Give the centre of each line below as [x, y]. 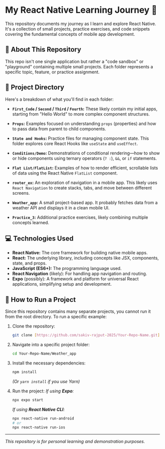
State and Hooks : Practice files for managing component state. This [81, 138]
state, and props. [29, 263]
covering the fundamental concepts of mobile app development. [70, 34]
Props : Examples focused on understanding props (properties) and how [84, 123]
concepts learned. [31, 222]
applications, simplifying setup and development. [62, 284]
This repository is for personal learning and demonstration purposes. [75, 442]
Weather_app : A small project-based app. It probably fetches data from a [85, 202]
